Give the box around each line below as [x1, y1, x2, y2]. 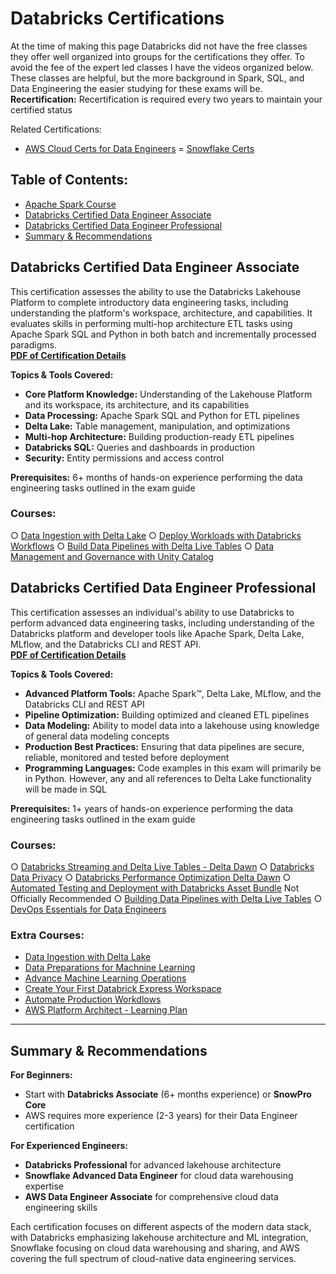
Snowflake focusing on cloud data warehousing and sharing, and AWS [10, 1242, 300, 1254]
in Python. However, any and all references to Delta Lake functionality [24, 772, 312, 784]
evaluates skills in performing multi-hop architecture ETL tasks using [10, 317, 293, 329]
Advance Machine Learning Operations [24, 972, 187, 984]
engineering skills [24, 1202, 98, 1214]
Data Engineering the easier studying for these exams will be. [10, 82, 263, 94]
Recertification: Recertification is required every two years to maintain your [10, 93, 323, 105]
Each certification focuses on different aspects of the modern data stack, [10, 1221, 312, 1233]
